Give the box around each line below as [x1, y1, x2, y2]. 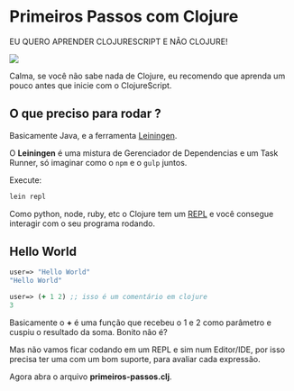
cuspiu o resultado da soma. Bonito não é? [9, 326, 169, 337]
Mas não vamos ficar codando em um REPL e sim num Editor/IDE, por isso [9, 344, 286, 355]
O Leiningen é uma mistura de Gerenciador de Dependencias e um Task [9, 147, 279, 159]
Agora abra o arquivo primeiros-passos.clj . [9, 371, 172, 382]
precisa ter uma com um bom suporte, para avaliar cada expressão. [9, 353, 261, 364]
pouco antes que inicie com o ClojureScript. [9, 79, 172, 91]
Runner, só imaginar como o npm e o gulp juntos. [9, 157, 188, 168]
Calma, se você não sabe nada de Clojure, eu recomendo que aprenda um [9, 70, 286, 81]
